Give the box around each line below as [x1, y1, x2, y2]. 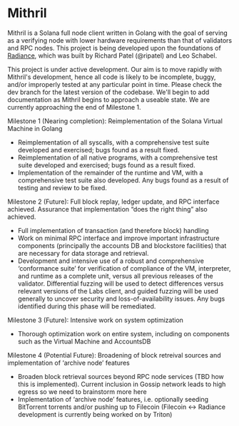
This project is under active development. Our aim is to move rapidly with [7, 65, 223, 73]
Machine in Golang [7, 124, 63, 133]
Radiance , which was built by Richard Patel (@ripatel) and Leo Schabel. [7, 51, 218, 60]
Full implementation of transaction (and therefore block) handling [17, 226, 209, 234]
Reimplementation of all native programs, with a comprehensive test [17, 153, 218, 162]
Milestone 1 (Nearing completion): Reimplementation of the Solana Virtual [7, 116, 223, 125]
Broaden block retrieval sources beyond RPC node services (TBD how [17, 372, 225, 380]
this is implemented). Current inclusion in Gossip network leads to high [17, 380, 226, 388]
